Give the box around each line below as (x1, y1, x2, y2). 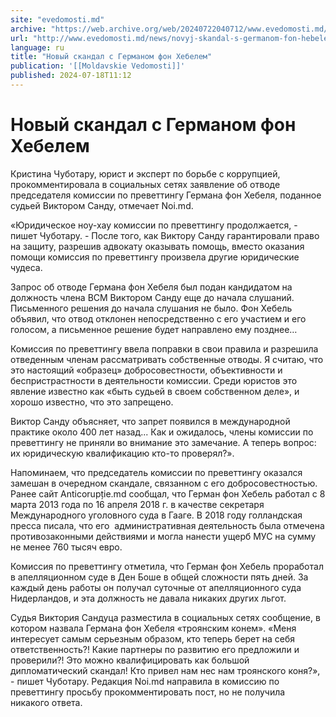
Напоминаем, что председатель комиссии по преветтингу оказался (10, 466, 303, 478)
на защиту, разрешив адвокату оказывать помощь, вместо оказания (10, 240, 305, 252)
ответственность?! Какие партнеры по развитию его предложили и (10, 643, 300, 655)
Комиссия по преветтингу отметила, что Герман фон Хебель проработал (10, 560, 324, 572)
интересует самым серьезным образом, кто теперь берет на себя (10, 632, 295, 645)
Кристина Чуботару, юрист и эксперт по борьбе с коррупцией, (10, 167, 281, 180)
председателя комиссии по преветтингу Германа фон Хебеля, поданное (10, 189, 322, 201)
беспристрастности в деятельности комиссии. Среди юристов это (10, 374, 298, 386)
